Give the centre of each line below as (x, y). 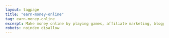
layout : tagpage (22, 10)
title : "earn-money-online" (35, 14)
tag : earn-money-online (30, 19)
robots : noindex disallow (32, 28)
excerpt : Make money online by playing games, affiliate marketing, (78, 23)
